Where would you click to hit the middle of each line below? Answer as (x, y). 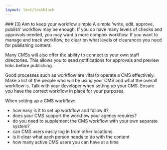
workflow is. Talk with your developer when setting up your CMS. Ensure (80, 86)
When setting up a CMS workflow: (40, 101)
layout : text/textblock (30, 10)
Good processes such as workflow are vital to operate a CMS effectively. (80, 75)
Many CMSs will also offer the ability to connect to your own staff (72, 55)
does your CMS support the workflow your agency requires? (75, 116)
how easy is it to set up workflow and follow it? (60, 110)
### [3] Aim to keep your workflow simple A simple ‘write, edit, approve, (80, 24)
